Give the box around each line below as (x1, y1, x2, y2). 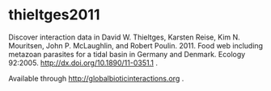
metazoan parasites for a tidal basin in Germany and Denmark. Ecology (8, 49, 246, 59)
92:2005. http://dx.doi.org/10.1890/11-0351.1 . (8, 58, 158, 68)
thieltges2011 (8, 6, 100, 24)
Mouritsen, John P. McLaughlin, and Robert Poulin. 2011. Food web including (8, 40, 264, 50)
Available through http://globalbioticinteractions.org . (8, 73, 184, 83)
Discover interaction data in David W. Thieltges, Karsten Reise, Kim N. (8, 32, 240, 42)
